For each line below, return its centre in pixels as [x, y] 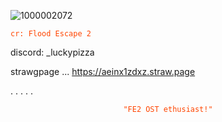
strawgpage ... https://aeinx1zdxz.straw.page [103, 71]
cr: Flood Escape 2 [51, 34]
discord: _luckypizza [52, 52]
